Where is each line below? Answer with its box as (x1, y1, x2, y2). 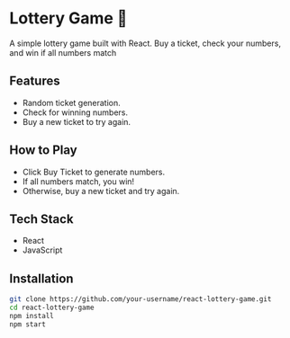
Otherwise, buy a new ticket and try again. (22, 185, 180, 196)
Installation (9, 271, 74, 286)
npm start (9, 319, 47, 329)
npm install (9, 311, 54, 320)
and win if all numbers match (9, 47, 117, 58)
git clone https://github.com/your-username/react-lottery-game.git (9, 295, 272, 304)
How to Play (9, 143, 78, 158)
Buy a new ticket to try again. (22, 116, 131, 127)
